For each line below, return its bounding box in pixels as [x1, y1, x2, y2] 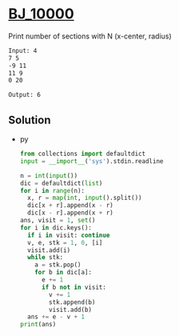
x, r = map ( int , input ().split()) [27, 194, 142, 202]
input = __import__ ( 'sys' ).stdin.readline [19, 157, 164, 165]
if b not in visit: [41, 283, 106, 291]
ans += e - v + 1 [27, 313, 86, 321]
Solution [8, 113, 51, 126]
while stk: [27, 254, 64, 262]
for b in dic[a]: [34, 269, 93, 277]
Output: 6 [8, 91, 42, 99]
